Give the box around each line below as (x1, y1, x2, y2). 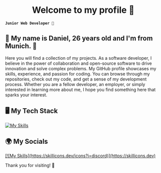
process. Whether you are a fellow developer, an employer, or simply (5, 81, 145, 87)
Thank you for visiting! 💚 (5, 163, 55, 169)
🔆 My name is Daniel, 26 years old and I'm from (5, 34, 153, 43)
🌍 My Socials (5, 137, 48, 145)
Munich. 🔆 (5, 42, 37, 50)
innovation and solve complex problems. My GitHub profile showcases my (5, 65, 157, 71)
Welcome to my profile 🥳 (32, 4, 135, 16)
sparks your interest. (5, 91, 48, 98)
